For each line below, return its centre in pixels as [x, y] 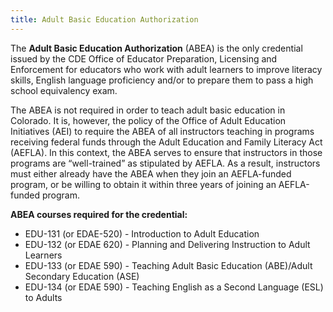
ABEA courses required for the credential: [99, 214]
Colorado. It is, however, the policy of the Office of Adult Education [148, 120]
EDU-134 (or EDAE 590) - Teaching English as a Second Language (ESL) [174, 287]
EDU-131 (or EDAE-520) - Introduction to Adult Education [142, 233]
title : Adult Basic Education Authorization [104, 19]
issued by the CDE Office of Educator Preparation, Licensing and [144, 58]
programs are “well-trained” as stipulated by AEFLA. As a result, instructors [165, 163]
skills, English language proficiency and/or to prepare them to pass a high [162, 80]
